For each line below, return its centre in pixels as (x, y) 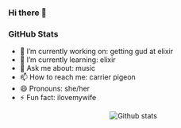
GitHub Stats (33, 33)
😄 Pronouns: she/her (54, 89)
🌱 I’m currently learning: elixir (68, 60)
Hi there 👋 (28, 13)
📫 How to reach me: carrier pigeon (78, 77)
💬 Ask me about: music (57, 68)
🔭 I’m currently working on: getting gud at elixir (96, 52)
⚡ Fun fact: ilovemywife (58, 98)
